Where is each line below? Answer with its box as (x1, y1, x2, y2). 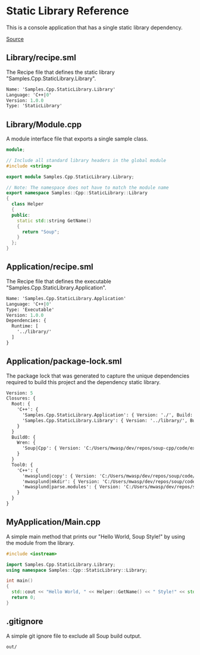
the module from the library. (6, 539, 74, 546)
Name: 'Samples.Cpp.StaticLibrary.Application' (6, 295, 127, 301)
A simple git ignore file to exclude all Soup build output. (6, 632, 142, 640)
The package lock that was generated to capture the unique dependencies (6, 372, 189, 379)
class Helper (11, 201, 44, 207)
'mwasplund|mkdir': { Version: (21, 478, 100, 485)
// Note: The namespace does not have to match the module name (6, 185, 169, 191)
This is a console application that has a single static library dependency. (6, 24, 183, 31)
